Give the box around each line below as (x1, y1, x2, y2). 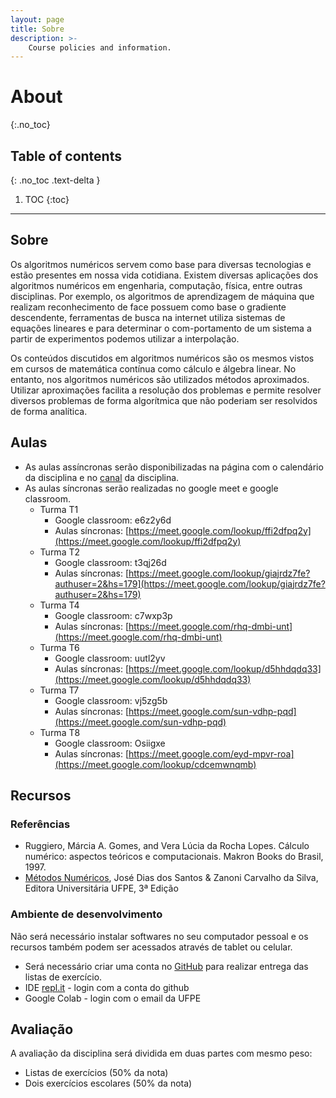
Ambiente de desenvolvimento (10, 907, 163, 921)
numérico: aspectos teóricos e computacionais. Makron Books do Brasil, (24, 851, 324, 863)
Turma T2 (39, 546, 81, 558)
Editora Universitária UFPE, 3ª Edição (24, 882, 179, 895)
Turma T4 (39, 599, 80, 611)
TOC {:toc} (24, 194, 70, 205)
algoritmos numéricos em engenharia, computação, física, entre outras (10, 279, 303, 291)
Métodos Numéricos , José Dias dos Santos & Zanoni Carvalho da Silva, (24, 872, 319, 884)
